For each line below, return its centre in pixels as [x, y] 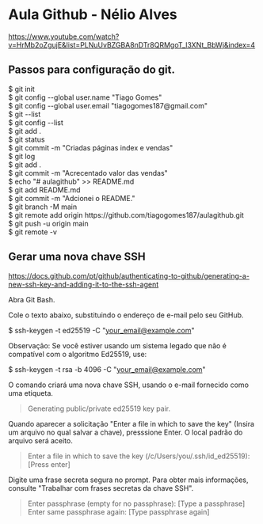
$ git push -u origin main [48, 223]
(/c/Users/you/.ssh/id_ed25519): [198, 456]
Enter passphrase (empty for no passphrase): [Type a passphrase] [136, 503]
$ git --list [25, 114]
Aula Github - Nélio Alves [93, 15]
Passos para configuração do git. [92, 70]
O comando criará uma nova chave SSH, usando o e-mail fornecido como [129, 385]
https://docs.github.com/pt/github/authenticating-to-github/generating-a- [129, 275]
